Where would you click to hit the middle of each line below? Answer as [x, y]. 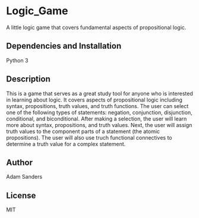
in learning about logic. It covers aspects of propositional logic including [94, 100]
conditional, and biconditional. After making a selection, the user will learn [97, 119]
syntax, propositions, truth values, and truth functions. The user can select [97, 106]
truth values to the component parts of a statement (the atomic [83, 131]
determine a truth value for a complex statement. [66, 144]
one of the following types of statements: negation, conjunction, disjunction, [99, 112]
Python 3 [17, 60]
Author [19, 162]
